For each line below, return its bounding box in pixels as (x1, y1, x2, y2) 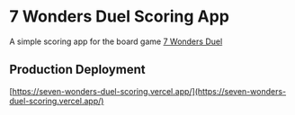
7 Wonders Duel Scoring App (9, 6, 229, 27)
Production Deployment (9, 62, 146, 77)
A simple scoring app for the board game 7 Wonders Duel (9, 36, 223, 47)
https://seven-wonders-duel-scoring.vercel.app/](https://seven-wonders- (12, 85, 287, 96)
